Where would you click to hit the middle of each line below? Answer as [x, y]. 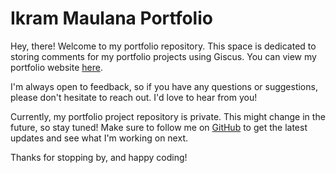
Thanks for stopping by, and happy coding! [99, 157]
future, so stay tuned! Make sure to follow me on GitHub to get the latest [159, 127]
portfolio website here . [56, 67]
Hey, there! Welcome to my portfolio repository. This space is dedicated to [163, 46]
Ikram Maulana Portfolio [111, 18]
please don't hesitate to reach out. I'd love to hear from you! [134, 97]
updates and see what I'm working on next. [99, 138]
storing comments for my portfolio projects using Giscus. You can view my [163, 56]
